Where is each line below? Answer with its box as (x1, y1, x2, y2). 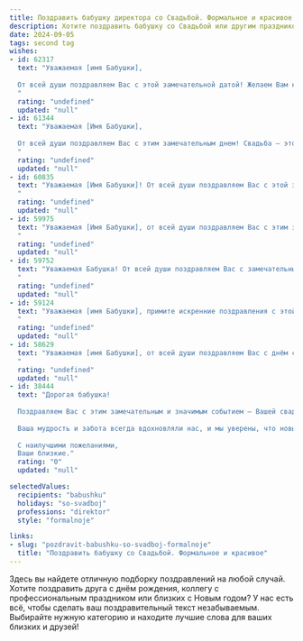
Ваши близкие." (17, 449, 75, 458)
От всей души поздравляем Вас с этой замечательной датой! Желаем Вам (17, 80, 289, 89)
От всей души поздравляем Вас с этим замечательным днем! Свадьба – (17, 139, 280, 148)
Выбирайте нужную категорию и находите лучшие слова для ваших (9, 611, 272, 622)
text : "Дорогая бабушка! (17, 390, 111, 399)
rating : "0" (17, 457, 63, 467)
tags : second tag (9, 38, 75, 48)
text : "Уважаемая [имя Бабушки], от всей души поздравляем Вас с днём (17, 348, 289, 357)
